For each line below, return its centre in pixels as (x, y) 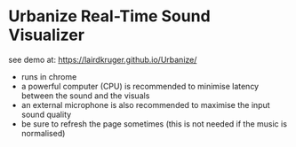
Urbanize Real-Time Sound (109, 16)
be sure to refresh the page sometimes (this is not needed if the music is (154, 124)
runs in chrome (49, 76)
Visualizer (47, 35)
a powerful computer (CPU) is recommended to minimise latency (140, 86)
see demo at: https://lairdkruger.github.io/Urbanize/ (103, 59)
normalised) (43, 133)
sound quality (46, 114)
